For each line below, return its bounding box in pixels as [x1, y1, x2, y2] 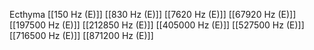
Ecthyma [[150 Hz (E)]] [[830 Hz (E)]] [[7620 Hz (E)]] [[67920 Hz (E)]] [9, 9, 297, 20]
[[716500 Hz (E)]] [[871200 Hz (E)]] [9, 30, 154, 41]
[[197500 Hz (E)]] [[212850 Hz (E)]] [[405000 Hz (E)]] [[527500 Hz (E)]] [9, 19, 305, 31]
